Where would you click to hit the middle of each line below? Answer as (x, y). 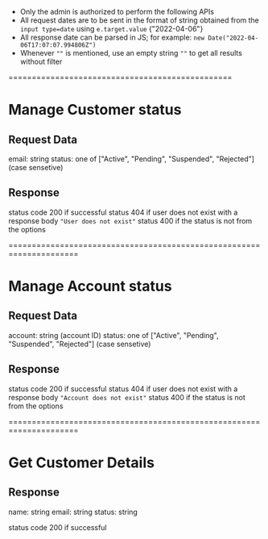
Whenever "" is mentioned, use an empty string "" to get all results (131, 53)
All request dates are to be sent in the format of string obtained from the (140, 20)
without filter (41, 61)
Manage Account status (90, 286)
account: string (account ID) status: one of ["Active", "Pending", (113, 335)
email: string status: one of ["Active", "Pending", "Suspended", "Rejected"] (132, 159)
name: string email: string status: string (73, 512)
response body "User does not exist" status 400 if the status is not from (130, 220)
